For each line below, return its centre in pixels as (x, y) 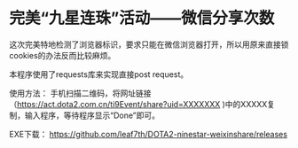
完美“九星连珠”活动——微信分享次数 (142, 18)
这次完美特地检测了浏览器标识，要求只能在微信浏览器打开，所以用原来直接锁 (149, 44)
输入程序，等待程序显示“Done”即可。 (92, 115)
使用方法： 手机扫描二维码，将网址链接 (80, 93)
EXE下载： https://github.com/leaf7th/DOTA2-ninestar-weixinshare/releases (149, 134)
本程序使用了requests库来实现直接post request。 (99, 74)
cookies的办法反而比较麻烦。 (63, 55)
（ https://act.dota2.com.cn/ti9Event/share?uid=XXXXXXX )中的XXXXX (138, 104)
